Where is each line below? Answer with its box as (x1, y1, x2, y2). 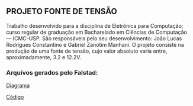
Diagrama (6, 82, 30, 89)
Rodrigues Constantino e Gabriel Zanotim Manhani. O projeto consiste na (6, 41, 185, 48)
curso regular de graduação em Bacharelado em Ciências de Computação (6, 28, 188, 36)
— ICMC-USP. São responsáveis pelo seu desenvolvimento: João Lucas (6, 34, 182, 42)
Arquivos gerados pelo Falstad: (6, 68, 98, 76)
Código (6, 94, 24, 101)
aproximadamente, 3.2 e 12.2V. (6, 53, 82, 60)
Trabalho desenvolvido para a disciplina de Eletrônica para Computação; (6, 22, 184, 29)
